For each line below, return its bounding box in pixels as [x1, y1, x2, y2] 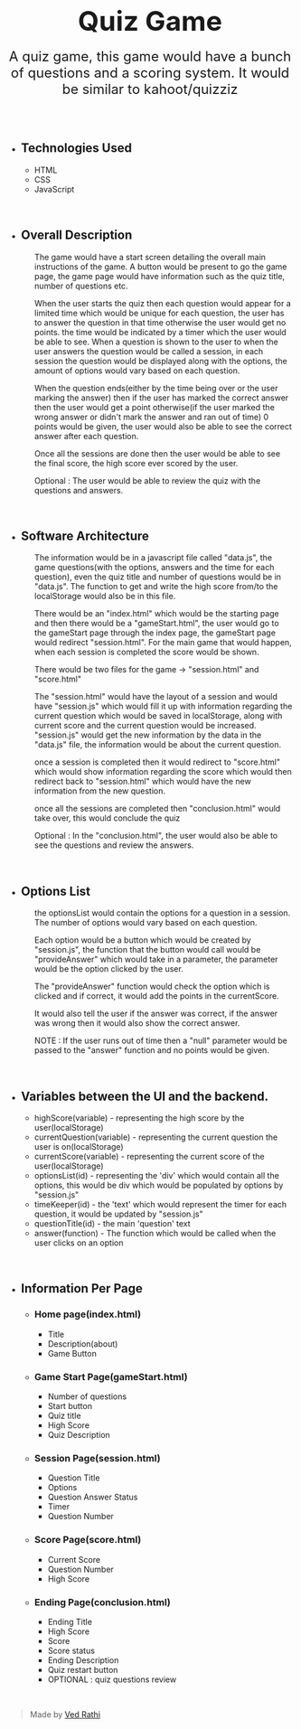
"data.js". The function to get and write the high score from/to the [33, 581, 278, 592]
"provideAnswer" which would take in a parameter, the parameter [33, 954, 278, 965]
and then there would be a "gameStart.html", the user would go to [33, 618, 280, 629]
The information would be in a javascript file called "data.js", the [33, 552, 272, 563]
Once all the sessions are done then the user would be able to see [33, 447, 281, 459]
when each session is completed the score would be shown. [33, 646, 259, 658]
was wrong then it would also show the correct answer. [33, 1018, 240, 1029]
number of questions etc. [33, 280, 128, 291]
